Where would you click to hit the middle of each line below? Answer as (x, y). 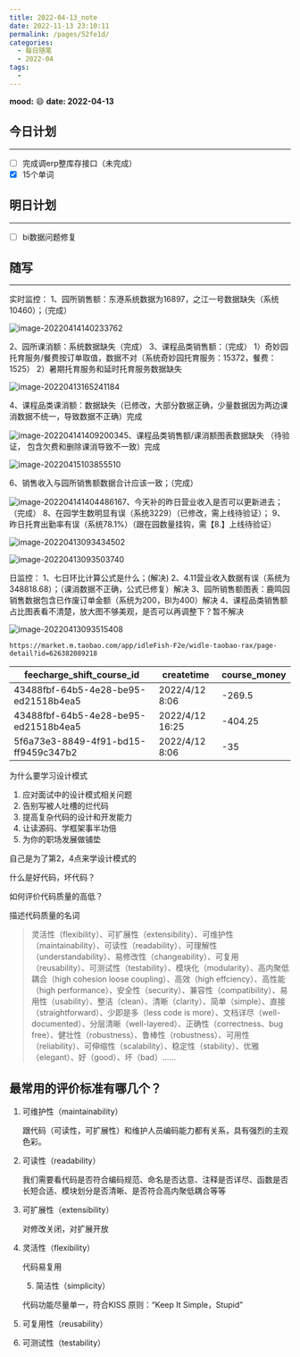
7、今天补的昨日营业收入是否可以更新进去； (203, 502)
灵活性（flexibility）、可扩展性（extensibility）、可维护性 (132, 934)
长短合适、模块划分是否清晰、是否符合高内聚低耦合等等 (124, 1191)
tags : (19, 68)
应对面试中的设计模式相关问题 (77, 795)
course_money (254, 675)
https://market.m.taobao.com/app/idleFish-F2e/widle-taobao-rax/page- (143, 646)
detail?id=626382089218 (54, 653)
